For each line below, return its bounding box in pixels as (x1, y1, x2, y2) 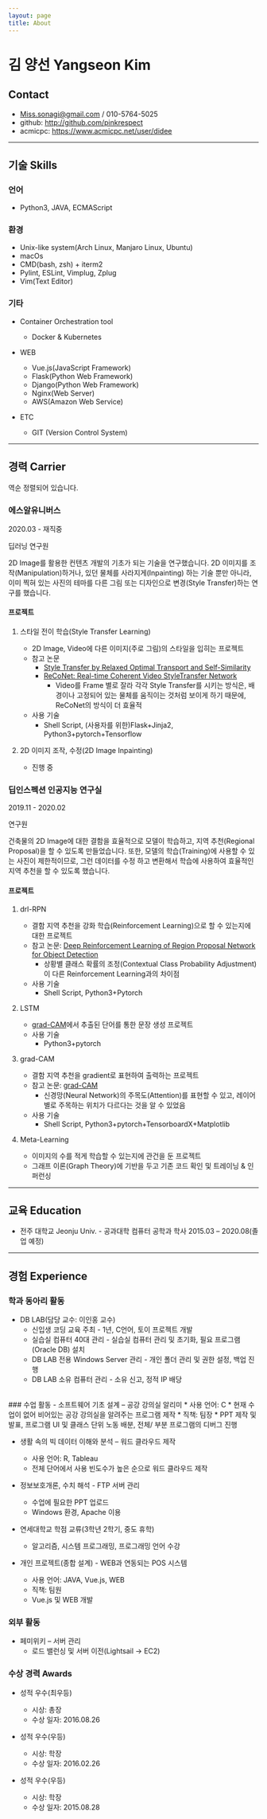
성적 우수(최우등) (19, 1688, 73, 1697)
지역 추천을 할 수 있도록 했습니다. (8, 866, 110, 876)
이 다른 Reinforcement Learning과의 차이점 (43, 969, 180, 978)
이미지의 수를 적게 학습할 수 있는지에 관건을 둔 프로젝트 (31, 1151, 202, 1161)
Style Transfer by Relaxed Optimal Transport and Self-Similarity (43, 662, 252, 673)
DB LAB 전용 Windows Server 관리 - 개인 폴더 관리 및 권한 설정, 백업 (31, 1355, 246, 1364)
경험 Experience (8, 1269, 88, 1282)
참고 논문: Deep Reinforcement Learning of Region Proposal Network (31, 940, 256, 950)
